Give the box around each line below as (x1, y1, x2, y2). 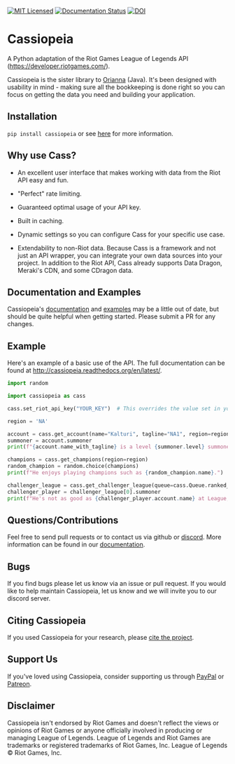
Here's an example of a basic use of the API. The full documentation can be (7, 358, 225, 368)
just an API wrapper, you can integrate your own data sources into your (17, 251, 222, 260)
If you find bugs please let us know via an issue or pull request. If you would (7, 579, 226, 588)
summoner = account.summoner (7, 437, 92, 444)
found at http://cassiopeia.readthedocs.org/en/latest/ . (7, 366, 162, 375)
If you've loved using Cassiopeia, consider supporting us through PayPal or (7, 672, 225, 681)
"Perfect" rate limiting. (17, 189, 82, 198)
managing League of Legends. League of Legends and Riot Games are (7, 733, 211, 742)
